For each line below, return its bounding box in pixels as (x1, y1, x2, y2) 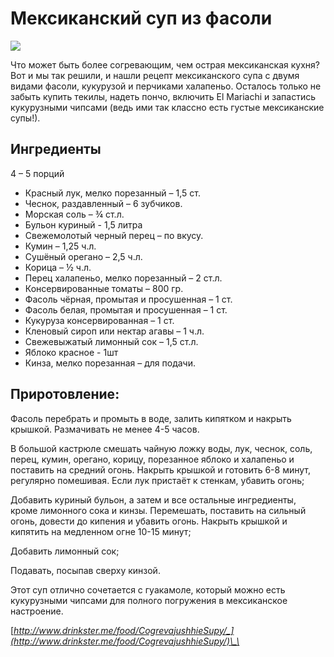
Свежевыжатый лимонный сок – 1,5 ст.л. (24, 335, 199, 347)
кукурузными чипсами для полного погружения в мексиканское (10, 594, 288, 606)
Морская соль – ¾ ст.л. (24, 208, 125, 220)
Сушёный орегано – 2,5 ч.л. (24, 250, 143, 262)
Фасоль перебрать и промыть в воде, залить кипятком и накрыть (10, 412, 292, 424)
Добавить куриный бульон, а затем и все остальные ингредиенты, (10, 493, 297, 506)
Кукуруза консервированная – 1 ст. (24, 314, 175, 326)
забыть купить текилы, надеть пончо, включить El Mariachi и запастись (10, 90, 316, 102)
